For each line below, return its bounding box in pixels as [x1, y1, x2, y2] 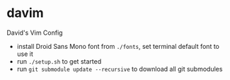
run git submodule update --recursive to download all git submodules [16, 64, 223, 73]
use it [16, 50, 33, 58]
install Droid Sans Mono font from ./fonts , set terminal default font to [16, 42, 220, 50]
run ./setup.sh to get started [16, 57, 102, 65]
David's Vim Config [6, 28, 63, 37]
